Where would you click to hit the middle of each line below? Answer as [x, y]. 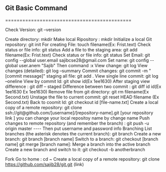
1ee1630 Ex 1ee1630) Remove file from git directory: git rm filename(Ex [77, 91]
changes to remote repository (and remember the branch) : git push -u [77, 123]
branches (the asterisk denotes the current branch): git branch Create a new [83, 133]
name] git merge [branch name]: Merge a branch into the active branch [78, 144]
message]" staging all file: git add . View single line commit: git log [91, 76]
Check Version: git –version [33, 30]
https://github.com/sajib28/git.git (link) [45, 164]
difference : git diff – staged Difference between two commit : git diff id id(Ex [83, 86]
